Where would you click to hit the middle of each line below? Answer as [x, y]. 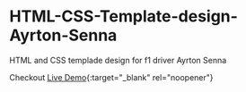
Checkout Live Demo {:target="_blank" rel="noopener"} [111, 77]
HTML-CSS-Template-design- [123, 17]
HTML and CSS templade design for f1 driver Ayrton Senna [118, 60]
